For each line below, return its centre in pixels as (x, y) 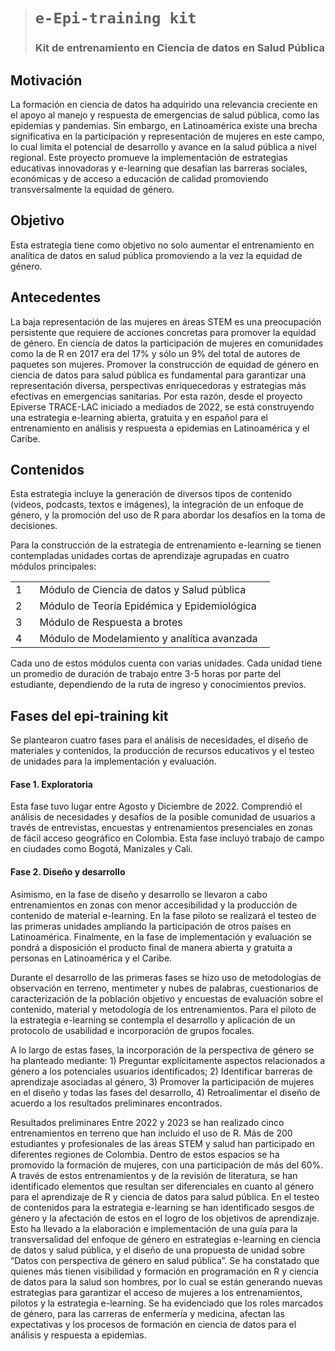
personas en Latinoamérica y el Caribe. (91, 958)
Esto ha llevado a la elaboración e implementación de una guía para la (154, 1228)
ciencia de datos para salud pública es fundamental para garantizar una (158, 375)
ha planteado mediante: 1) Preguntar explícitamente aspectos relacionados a (168, 1060)
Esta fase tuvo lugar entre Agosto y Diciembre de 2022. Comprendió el (156, 806)
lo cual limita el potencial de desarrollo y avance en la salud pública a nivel (163, 146)
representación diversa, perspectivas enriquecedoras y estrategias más (158, 385)
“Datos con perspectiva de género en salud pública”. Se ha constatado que (165, 1260)
